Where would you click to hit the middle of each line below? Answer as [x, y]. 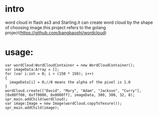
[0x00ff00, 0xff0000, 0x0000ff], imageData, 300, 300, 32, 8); [70, 95]
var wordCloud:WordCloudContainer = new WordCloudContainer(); [70, 65]
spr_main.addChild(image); [32, 108]
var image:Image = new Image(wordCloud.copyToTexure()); [64, 103]
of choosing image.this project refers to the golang [56, 27]
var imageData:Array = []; [32, 69]
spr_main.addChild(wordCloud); [36, 99]
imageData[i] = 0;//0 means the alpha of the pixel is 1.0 [70, 82]
